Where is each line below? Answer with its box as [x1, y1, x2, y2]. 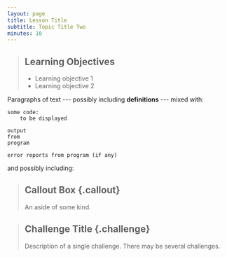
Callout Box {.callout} [24, 184, 121, 196]
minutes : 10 [7, 29, 42, 37]
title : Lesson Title [7, 17, 68, 24]
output [7, 127, 27, 134]
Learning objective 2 [34, 82, 95, 90]
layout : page [7, 10, 46, 18]
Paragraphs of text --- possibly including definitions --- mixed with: [7, 95, 205, 104]
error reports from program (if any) [7, 152, 118, 159]
